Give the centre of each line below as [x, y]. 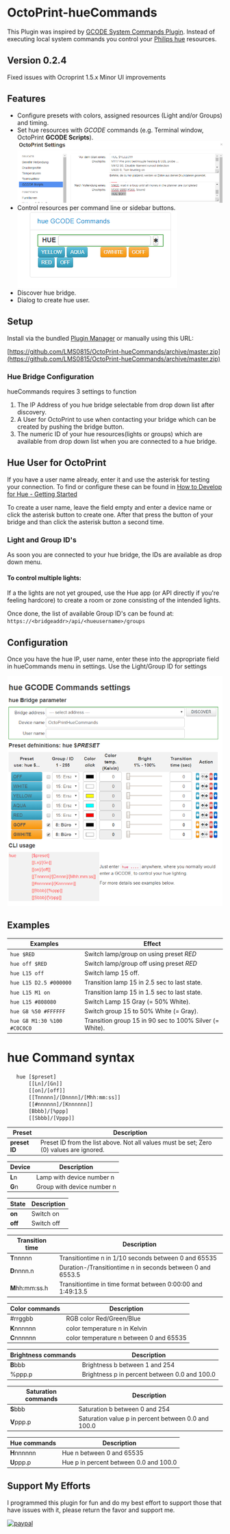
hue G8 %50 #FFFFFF [38, 1012]
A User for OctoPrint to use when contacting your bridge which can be [116, 419]
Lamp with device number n [75, 1177]
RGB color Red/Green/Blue [103, 1319]
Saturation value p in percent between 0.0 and [143, 1418]
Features [26, 99]
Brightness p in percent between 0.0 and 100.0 [149, 1375]
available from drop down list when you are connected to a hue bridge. [117, 441]
